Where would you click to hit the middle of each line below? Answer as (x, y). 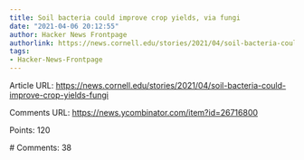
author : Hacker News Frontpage (68, 34)
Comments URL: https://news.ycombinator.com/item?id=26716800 (134, 113)
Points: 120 (30, 130)
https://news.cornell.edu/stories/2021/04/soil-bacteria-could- (171, 85)
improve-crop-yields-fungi (59, 95)
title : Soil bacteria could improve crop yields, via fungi (125, 18)
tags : (19, 52)
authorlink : (32, 43)
